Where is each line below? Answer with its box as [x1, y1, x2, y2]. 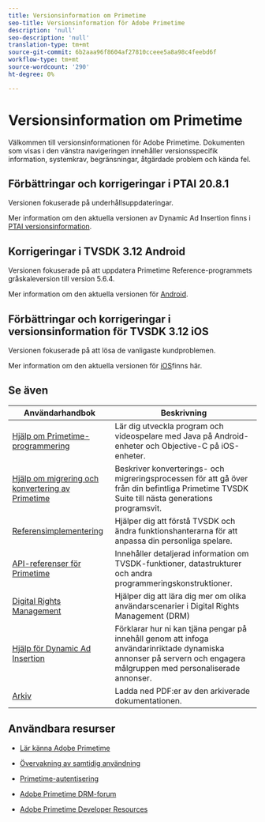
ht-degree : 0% [8, 70, 55, 78]
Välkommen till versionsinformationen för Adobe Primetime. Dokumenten [8, 138, 245, 147]
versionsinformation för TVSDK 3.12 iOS [8, 325, 209, 338]
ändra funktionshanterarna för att [114, 525, 238, 536]
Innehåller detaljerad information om [114, 548, 249, 559]
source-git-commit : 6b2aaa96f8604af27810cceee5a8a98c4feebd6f [8, 48, 217, 56]
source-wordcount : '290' [8, 63, 90, 71]
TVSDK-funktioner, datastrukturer [114, 558, 242, 569]
